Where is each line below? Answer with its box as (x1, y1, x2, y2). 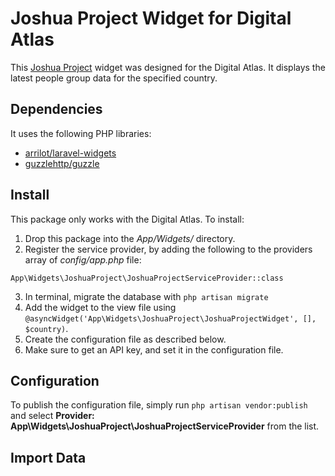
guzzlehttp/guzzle (24, 157, 100, 169)
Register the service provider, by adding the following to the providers (24, 243, 313, 255)
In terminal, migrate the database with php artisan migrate (24, 290, 269, 302)
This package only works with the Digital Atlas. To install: (10, 213, 245, 225)
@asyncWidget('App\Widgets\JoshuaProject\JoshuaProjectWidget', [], (24, 313, 317, 324)
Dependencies (10, 101, 103, 118)
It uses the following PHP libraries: (10, 127, 152, 139)
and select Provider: (10, 410, 95, 422)
